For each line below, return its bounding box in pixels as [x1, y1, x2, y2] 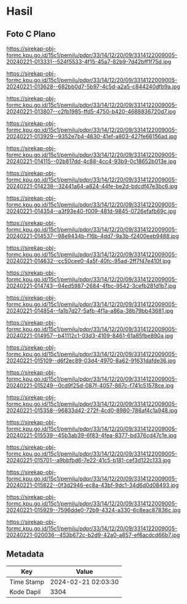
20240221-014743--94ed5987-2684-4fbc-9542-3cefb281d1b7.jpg [6, 282, 177, 289]
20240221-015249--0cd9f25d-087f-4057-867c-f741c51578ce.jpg [6, 382, 174, 389]
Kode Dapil [9, 587, 41, 596]
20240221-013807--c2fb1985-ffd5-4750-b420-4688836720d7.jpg [6, 108, 176, 115]
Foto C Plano [6, 29, 56, 39]
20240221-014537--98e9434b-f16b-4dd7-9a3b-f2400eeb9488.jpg [6, 232, 179, 240]
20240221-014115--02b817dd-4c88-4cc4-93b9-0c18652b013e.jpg [6, 158, 177, 165]
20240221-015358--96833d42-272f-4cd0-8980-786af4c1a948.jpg [6, 407, 178, 414]
